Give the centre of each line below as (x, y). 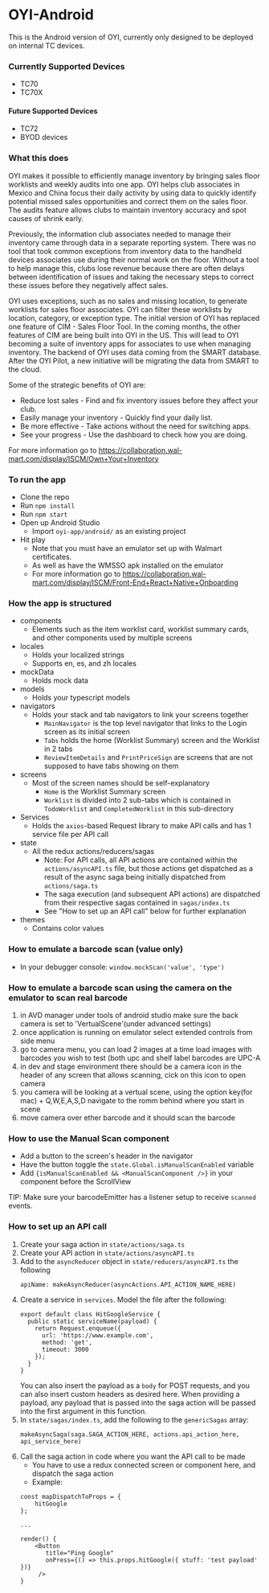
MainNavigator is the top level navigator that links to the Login (145, 723)
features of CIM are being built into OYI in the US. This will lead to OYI (124, 335)
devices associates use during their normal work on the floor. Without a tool (134, 260)
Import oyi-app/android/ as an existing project (109, 532)
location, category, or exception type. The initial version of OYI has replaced (134, 318)
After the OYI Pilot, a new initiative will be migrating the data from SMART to (134, 360)
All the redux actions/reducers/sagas (93, 852)
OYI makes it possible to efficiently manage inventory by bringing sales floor (134, 175)
